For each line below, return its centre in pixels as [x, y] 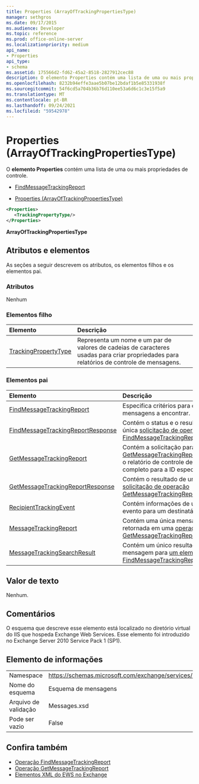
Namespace [26, 675]
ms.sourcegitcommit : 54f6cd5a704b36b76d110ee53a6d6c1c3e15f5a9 [86, 89]
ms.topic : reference [32, 34]
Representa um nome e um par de [124, 340]
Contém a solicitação [152, 447]
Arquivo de [24, 702]
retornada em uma [148, 528]
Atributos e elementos [48, 251]
